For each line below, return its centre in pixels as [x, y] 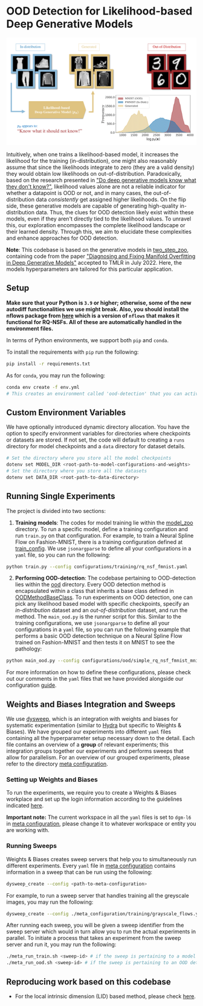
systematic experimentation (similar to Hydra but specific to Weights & [94, 726]
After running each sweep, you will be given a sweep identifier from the [95, 925]
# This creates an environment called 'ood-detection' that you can [94, 394]
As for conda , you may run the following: [56, 375]
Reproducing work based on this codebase [89, 981]
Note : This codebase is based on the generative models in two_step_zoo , [98, 250]
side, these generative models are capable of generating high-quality [92, 206]
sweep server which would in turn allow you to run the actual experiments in [101, 932]
